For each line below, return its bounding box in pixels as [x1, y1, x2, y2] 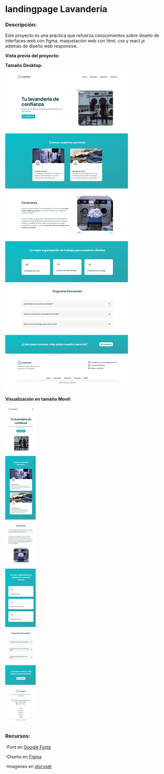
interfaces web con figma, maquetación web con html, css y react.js [5, 38, 145, 44]
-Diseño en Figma [5, 754, 42, 760]
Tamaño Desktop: [5, 62, 43, 68]
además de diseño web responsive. [5, 43, 78, 49]
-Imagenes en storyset [5, 763, 52, 769]
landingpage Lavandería [5, 3, 108, 15]
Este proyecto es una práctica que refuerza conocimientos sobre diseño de [5, 32, 160, 38]
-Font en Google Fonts [5, 744, 51, 750]
